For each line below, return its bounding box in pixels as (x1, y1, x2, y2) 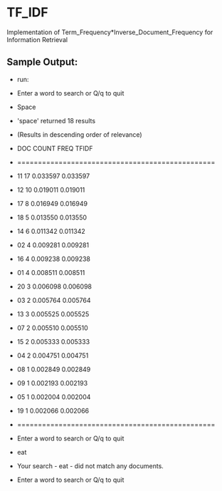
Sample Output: (6, 56, 78, 68)
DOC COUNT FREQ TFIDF (16, 144, 93, 153)
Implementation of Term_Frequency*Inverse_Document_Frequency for (6, 28, 213, 36)
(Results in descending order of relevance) (16, 130, 143, 139)
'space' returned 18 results (16, 116, 96, 125)
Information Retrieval (6, 35, 68, 43)
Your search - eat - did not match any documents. (16, 461, 164, 470)
